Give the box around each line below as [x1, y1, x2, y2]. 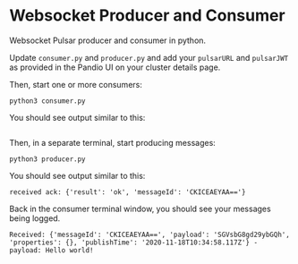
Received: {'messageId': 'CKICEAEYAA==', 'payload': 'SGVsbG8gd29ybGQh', [9, 230, 291, 239]
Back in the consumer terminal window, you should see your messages [9, 203, 271, 214]
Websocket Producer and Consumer [9, 5, 285, 26]
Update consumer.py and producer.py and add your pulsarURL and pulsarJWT [9, 52, 289, 63]
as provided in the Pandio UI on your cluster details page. [9, 62, 221, 72]
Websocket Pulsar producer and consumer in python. [9, 35, 207, 46]
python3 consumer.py [9, 96, 87, 106]
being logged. [9, 212, 61, 224]
